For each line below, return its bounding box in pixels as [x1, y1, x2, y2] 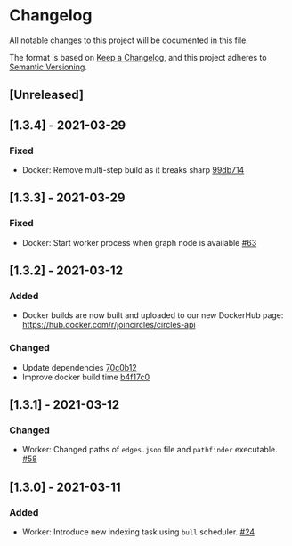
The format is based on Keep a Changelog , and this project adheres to [9, 52, 267, 62]
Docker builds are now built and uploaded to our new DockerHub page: [21, 310, 284, 321]
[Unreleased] [9, 87, 85, 102]
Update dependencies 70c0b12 [21, 362, 138, 372]
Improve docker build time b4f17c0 [21, 371, 150, 382]
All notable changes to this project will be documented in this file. [9, 35, 249, 45]
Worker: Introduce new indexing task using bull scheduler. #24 [21, 526, 255, 537]
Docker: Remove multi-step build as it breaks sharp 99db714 [21, 165, 245, 175]
